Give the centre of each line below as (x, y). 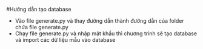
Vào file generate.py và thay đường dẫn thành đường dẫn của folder (99, 21)
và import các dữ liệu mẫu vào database (65, 40)
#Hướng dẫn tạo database (39, 9)
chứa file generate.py (42, 27)
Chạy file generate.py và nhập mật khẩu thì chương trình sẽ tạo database (106, 33)
